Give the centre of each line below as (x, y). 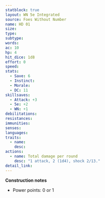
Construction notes (26, 180)
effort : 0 (16, 62)
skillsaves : (18, 95)
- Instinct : (22, 81)
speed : (12, 67)
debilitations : (21, 114)
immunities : (18, 123)
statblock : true (22, 10)
